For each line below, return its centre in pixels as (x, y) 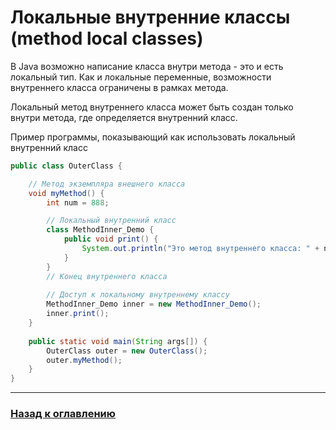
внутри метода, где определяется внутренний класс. (124, 117)
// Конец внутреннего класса (107, 276)
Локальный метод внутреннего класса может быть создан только (152, 107)
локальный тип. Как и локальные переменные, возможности (141, 77)
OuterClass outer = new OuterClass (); (127, 351)
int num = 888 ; (78, 202)
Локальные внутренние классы (150, 17)
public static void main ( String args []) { (118, 341)
